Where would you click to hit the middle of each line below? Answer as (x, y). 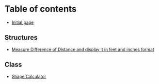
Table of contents (41, 9)
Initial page (23, 22)
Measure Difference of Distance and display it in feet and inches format (83, 49)
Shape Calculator (29, 76)
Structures (21, 38)
